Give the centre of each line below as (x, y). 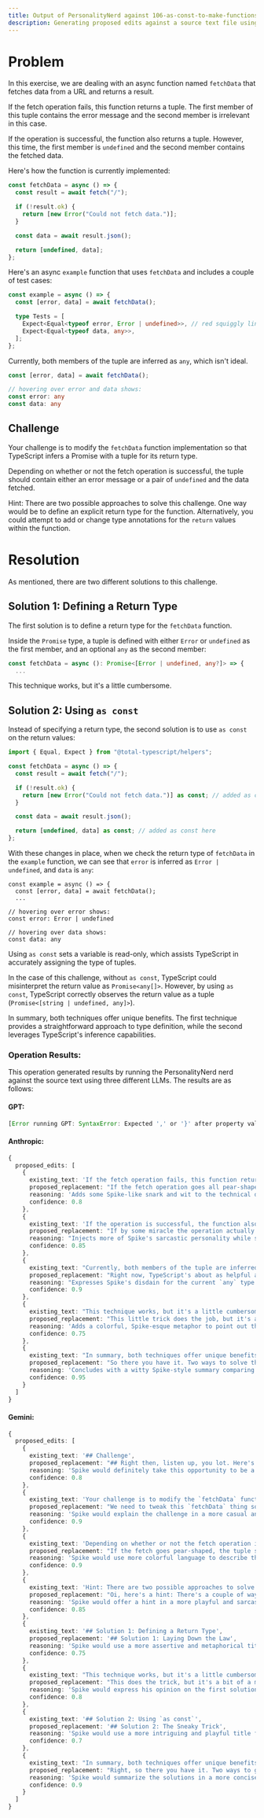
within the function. (39, 528)
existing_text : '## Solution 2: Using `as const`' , (115, 1719)
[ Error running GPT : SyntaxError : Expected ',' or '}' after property (126, 1123)
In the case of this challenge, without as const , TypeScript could (113, 978)
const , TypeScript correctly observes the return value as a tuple (111, 994)
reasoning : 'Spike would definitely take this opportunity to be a (142, 1470)
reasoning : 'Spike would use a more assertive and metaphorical (136, 1646)
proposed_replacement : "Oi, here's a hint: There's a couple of (136, 1595)
